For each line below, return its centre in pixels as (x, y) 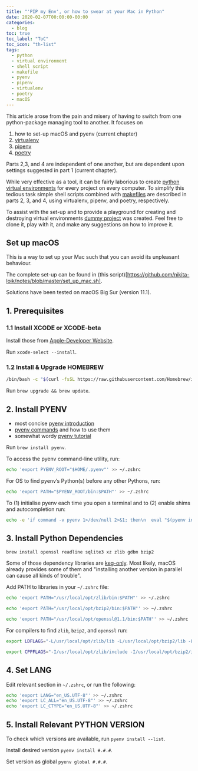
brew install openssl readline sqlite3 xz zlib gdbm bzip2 (80, 552)
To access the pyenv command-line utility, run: (63, 459)
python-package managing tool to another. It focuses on (75, 122)
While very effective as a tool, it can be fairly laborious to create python (93, 182)
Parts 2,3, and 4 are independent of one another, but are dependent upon (95, 164)
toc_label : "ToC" (27, 39)
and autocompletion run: (36, 509)
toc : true (18, 34)
